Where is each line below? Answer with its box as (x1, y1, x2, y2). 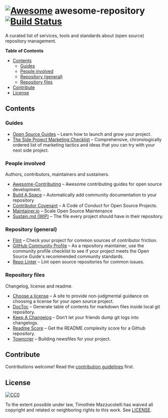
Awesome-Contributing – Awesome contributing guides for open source (12, 181, 162, 187)
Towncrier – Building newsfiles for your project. (12, 336, 111, 342)
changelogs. (12, 319, 39, 326)
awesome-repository (54, 5, 145, 17)
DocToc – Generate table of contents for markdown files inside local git (12, 303, 160, 309)
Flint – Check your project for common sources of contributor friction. (12, 238, 157, 244)
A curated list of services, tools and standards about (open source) (5, 32, 145, 38)
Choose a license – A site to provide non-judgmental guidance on (12, 293, 149, 299)
